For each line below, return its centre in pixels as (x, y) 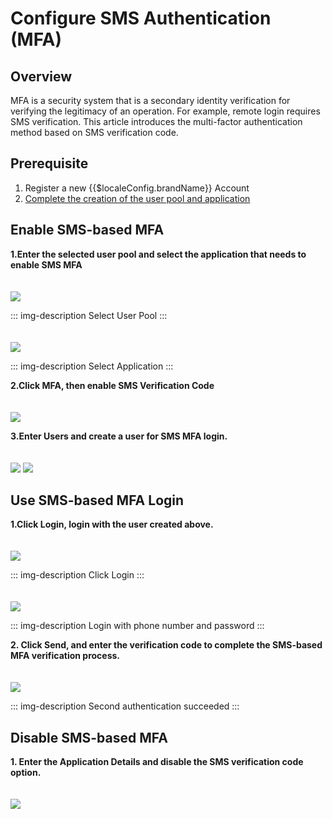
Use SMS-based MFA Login (97, 500)
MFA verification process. (65, 656)
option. (26, 773)
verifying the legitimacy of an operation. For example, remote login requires (165, 111)
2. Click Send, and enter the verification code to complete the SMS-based (166, 645)
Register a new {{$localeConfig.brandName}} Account (137, 188)
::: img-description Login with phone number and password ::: (137, 626)
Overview (41, 76)
